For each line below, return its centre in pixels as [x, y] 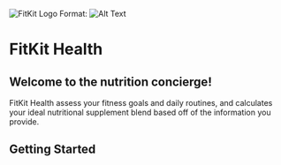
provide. [24, 122]
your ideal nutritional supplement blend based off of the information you [140, 112]
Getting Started [53, 150]
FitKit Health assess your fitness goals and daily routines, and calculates [141, 103]
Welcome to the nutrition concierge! [110, 82]
